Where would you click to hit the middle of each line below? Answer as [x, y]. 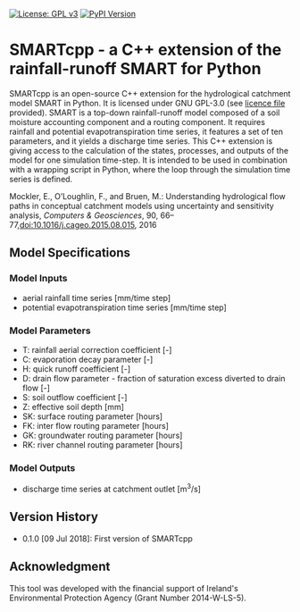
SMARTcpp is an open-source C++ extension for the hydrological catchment [150, 93]
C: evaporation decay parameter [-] [87, 359]
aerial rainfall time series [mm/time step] [96, 298]
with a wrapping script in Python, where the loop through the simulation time [150, 169]
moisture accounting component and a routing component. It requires [137, 122]
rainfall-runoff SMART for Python [135, 69]
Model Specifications [70, 253]
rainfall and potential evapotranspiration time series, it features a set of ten [146, 131]
